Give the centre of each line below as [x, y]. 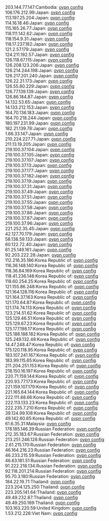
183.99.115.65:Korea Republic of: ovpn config [51, 360]
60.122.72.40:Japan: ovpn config [39, 244]
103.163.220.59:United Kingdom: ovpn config [51, 508]
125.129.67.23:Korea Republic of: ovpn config [51, 324]
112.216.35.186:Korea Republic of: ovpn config [52, 260]
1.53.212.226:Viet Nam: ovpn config [41, 513]
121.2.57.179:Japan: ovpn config [37, 49]
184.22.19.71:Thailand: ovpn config [40, 482]
